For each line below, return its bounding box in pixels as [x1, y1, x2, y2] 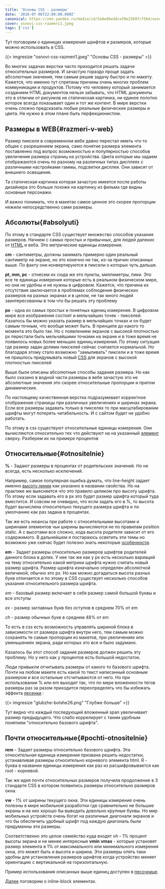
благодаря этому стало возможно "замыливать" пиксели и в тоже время [5, 349, 160, 355]
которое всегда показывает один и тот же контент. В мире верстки [5, 100, 146, 106]
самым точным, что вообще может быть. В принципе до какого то [5, 323, 144, 329]
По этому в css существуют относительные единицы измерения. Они [5, 425, 152, 431]
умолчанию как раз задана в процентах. [5, 509, 90, 515]
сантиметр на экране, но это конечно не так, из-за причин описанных [5, 257, 153, 263]
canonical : [5, 16, 27, 21]
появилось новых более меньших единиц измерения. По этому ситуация [5, 339, 160, 344]
